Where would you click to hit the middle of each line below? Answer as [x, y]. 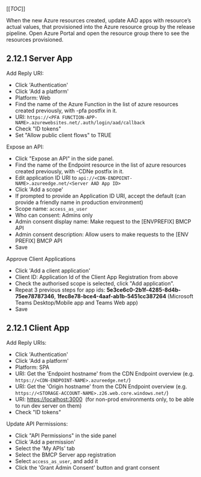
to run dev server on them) [48, 405]
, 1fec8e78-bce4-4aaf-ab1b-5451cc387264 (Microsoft [124, 296]
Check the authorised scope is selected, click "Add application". [95, 283]
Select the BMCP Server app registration [65, 455]
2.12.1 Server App [40, 59]
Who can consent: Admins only [54, 215]
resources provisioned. [35, 40]
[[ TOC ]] [16, 9]
